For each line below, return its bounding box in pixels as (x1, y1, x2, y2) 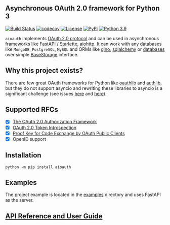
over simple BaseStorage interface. (5, 51, 79, 57)
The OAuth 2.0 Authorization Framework (12, 119, 97, 125)
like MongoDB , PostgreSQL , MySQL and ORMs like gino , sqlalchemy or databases (5, 46, 165, 52)
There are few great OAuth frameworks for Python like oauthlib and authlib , (5, 80, 162, 86)
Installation (5, 151, 41, 159)
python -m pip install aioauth (5, 165, 71, 170)
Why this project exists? (5, 66, 83, 75)
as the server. (5, 197, 34, 203)
